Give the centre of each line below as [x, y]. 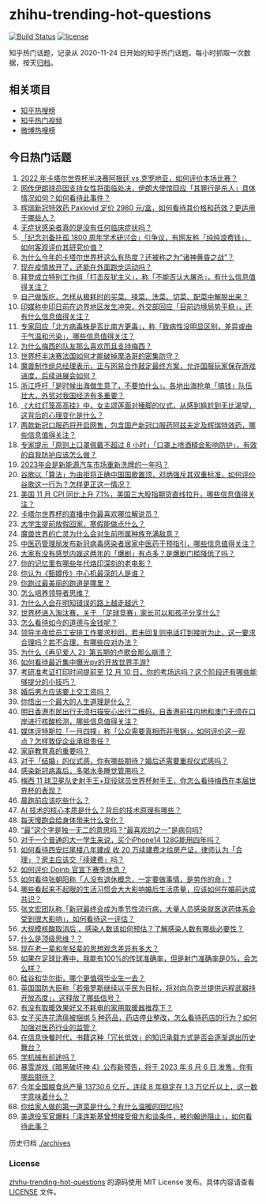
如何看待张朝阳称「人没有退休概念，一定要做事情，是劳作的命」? [126, 879]
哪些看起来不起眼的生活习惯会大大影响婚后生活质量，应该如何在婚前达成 [138, 889]
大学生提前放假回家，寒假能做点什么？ [82, 524]
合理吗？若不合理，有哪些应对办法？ [79, 642]
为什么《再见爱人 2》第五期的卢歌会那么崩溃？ [96, 652]
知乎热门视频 [41, 120]
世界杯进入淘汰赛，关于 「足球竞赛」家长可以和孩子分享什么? [120, 612]
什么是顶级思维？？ [52, 939]
